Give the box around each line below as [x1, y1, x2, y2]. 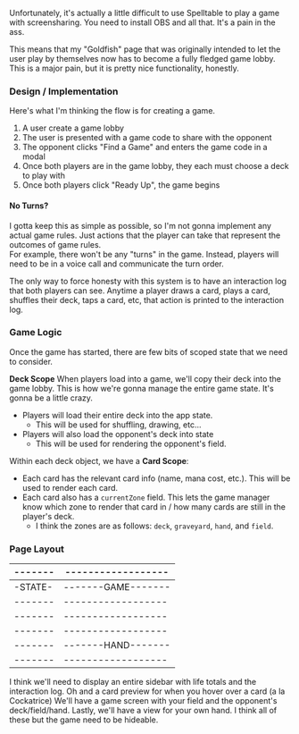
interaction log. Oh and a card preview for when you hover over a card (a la [9, 686, 286, 696]
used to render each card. [21, 482, 119, 493]
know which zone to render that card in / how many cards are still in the [21, 501, 286, 512]
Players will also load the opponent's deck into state [21, 428, 214, 439]
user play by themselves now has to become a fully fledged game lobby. [9, 54, 276, 63]
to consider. [9, 356, 54, 367]
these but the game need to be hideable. [9, 714, 159, 725]
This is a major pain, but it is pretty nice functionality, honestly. [9, 63, 239, 73]
